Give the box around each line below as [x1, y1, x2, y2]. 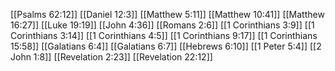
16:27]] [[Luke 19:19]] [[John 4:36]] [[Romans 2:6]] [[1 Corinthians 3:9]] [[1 [10, 19, 315, 31]
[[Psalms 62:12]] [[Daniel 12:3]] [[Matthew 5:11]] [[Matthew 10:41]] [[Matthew [10, 9, 325, 20]
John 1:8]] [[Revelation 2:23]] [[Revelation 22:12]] [10, 51, 213, 63]
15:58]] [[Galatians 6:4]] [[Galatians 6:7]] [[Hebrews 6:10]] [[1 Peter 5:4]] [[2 [10, 40, 322, 52]
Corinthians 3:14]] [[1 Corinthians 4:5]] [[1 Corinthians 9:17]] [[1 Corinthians [10, 30, 318, 41]
